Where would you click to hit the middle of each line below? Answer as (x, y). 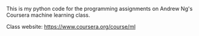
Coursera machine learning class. (48, 15)
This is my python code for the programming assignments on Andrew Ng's (99, 9)
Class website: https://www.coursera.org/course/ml (71, 27)
